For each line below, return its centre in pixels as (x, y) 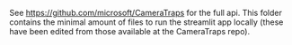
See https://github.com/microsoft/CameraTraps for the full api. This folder (146, 13)
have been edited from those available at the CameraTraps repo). (130, 31)
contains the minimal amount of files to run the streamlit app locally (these (146, 22)
